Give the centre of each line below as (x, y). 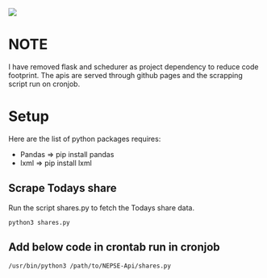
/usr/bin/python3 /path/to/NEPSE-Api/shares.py (90, 266)
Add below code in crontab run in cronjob (114, 247)
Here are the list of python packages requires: (85, 139)
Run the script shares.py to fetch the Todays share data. (102, 207)
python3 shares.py (39, 222)
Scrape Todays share (63, 188)
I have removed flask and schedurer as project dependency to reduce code (133, 66)
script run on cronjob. (44, 84)
